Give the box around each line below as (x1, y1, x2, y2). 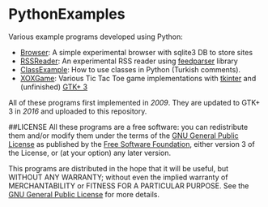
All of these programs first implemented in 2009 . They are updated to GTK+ (8, 97, 261, 107)
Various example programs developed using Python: (8, 32, 184, 41)
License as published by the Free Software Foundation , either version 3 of (8, 139, 255, 149)
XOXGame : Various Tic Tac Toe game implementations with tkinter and (19, 73, 257, 83)
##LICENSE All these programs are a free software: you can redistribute (8, 122, 249, 132)
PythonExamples (8, 5, 125, 24)
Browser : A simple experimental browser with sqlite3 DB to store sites (19, 47, 253, 57)
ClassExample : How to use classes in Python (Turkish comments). (19, 64, 241, 74)
